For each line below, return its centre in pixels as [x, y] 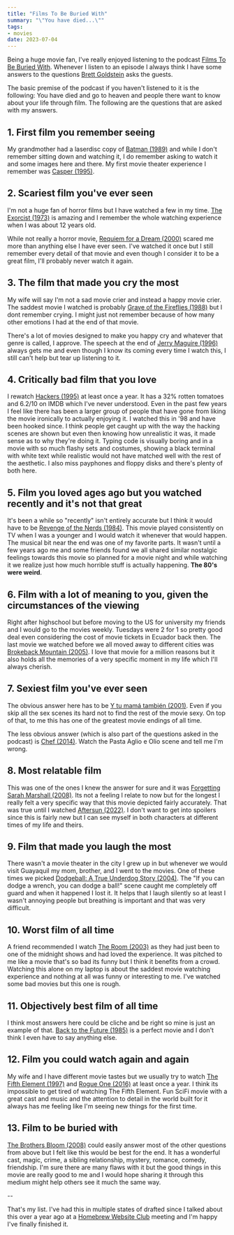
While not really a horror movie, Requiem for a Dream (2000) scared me [111, 238]
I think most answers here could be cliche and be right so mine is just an [111, 1023]
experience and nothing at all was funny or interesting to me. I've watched [114, 976]
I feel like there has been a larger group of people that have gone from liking [117, 411]
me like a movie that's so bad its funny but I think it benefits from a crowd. [114, 962]
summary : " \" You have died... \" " [56, 20]
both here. [22, 471]
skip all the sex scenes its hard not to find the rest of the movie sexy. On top [116, 713]
